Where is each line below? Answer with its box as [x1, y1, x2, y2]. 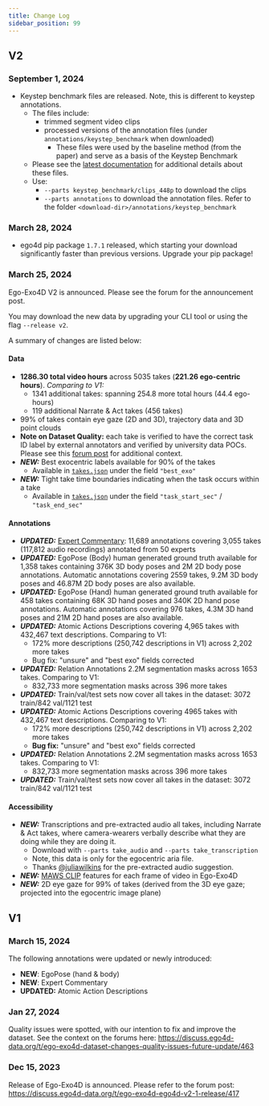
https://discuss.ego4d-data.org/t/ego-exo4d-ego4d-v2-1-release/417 [8, 1088, 239, 1098]
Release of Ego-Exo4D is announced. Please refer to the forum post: [8, 1079, 235, 1089]
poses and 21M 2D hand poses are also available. [19, 613, 184, 622]
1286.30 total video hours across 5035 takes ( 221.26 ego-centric [19, 371, 241, 382]
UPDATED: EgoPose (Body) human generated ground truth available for [19, 553, 258, 563]
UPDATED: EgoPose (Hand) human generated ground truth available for [19, 587, 259, 597]
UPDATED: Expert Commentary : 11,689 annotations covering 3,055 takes [19, 536, 262, 546]
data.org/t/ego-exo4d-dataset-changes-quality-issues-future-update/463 [8, 1042, 255, 1051]
